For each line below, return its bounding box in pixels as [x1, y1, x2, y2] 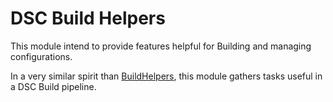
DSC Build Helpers [10, 7, 166, 30]
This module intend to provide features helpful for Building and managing [10, 40, 312, 52]
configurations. [10, 50, 73, 62]
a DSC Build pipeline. [10, 80, 97, 92]
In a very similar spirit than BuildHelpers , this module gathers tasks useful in [10, 70, 323, 82]
